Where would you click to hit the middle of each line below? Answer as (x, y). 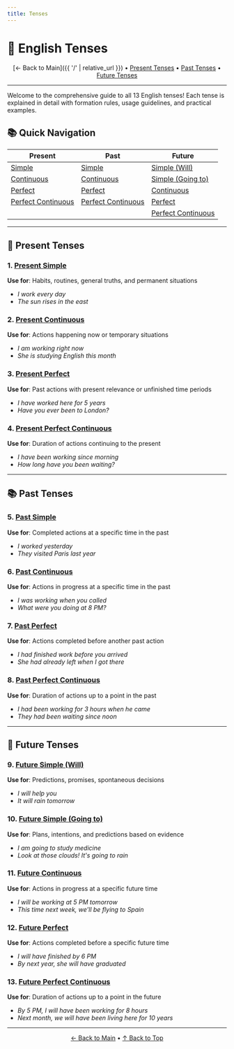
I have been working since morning (68, 457)
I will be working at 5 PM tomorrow (68, 902)
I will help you (37, 793)
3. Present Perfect (39, 374)
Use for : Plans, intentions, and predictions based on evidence (96, 834)
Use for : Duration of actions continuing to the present (84, 443)
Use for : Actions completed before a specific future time (88, 943)
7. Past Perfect (32, 625)
